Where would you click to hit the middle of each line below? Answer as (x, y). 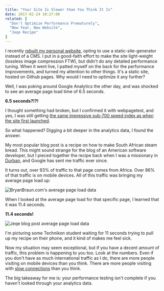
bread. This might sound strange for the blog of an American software (76, 150)
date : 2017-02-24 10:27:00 (33, 14)
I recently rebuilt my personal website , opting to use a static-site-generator (81, 51)
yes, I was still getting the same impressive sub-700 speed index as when (79, 115)
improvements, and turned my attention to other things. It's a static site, (77, 71)
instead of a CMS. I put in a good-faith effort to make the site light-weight (79, 56)
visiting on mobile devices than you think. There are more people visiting (78, 263)
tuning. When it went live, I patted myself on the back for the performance (80, 66)
